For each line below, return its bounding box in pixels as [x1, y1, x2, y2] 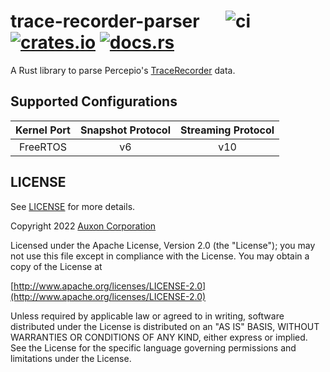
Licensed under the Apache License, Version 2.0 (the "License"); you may [10, 239, 316, 251]
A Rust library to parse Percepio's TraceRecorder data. [10, 64, 236, 76]
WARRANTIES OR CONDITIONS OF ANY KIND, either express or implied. [10, 331, 308, 343]
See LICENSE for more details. [10, 200, 136, 212]
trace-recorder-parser [10, 10, 200, 33]
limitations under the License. [10, 352, 132, 364]
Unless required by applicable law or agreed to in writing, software [10, 310, 285, 322]
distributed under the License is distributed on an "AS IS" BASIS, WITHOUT [10, 320, 320, 332]
